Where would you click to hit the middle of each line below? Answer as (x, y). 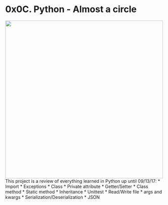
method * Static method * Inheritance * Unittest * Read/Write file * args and (84, 192)
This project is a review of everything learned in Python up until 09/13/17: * (83, 181)
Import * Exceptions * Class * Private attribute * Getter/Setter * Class (77, 186)
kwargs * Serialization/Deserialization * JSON (52, 197)
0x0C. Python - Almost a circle (71, 9)
